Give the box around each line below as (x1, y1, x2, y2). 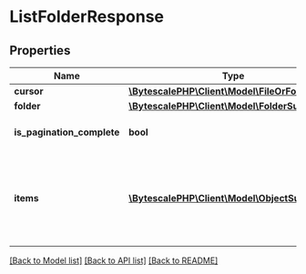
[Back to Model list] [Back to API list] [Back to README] (9, 255, 219, 266)
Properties (9, 43, 71, 58)
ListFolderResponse (9, 6, 165, 27)
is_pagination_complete (14, 126, 120, 138)
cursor (14, 85, 44, 97)
